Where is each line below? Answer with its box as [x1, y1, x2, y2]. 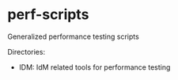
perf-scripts [7, 6, 89, 24]
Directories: [7, 47, 45, 56]
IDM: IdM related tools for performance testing [18, 62, 171, 72]
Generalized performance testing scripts [7, 32, 139, 41]
